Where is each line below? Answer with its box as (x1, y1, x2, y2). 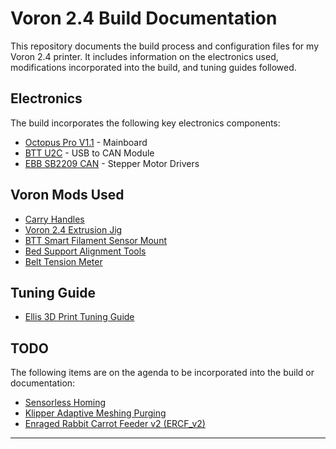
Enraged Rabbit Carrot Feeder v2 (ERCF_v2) (24, 418, 206, 430)
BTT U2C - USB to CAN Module (24, 147, 155, 159)
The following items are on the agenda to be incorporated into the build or (10, 367, 315, 379)
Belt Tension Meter (24, 255, 103, 267)
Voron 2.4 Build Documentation (10, 7, 278, 30)
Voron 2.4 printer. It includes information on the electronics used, (10, 50, 279, 62)
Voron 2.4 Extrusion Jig (24, 223, 123, 236)
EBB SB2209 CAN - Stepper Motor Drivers (24, 157, 200, 169)
